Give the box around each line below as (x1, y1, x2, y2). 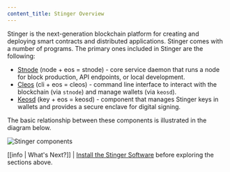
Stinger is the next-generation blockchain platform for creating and (7, 29, 199, 38)
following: (7, 52, 36, 60)
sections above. (7, 158, 53, 166)
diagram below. (7, 123, 52, 131)
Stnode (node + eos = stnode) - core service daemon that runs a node (17, 65, 220, 73)
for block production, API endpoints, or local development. (17, 73, 185, 81)
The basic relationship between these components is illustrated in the (7, 116, 207, 124)
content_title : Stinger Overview (7, 10, 105, 17)
